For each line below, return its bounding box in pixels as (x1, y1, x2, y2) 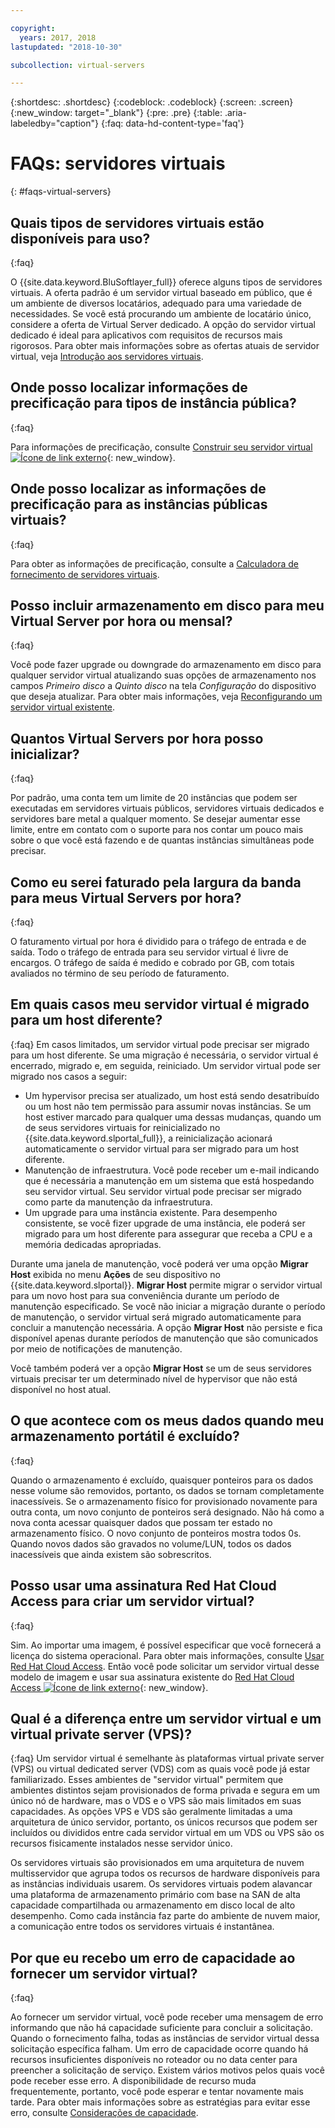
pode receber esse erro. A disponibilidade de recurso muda (10, 2075, 257, 2087)
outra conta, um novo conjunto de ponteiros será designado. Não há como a (10, 1506, 325, 1518)
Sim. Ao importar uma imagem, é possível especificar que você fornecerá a (10, 1639, 322, 1651)
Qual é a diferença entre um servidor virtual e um (10, 1710, 322, 1727)
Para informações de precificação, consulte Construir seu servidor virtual (10, 441, 313, 453)
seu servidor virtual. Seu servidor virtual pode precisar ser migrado (24, 1185, 302, 1197)
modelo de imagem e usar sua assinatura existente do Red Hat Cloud (10, 1671, 295, 1683)
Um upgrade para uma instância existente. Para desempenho (24, 1206, 278, 1218)
